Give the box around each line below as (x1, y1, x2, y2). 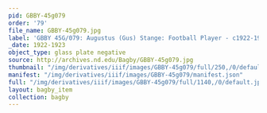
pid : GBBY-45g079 (8, 11, 66, 20)
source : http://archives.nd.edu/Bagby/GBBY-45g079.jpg (8, 56, 194, 64)
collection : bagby (8, 93, 69, 101)
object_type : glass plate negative (8, 49, 126, 56)
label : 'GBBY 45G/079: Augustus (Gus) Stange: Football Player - (8, 33, 229, 42)
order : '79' (8, 19, 48, 27)
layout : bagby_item (8, 85, 73, 94)
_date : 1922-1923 (8, 41, 66, 49)
